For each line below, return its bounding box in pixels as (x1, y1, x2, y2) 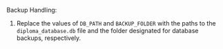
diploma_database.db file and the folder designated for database (16, 27, 199, 35)
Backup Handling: (6, 6, 57, 14)
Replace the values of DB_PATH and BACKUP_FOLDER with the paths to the (16, 19, 216, 27)
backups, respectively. (16, 34, 81, 42)
